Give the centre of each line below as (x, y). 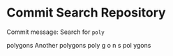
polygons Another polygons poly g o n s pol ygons (79, 45)
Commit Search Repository (86, 13)
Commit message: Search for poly (56, 32)
